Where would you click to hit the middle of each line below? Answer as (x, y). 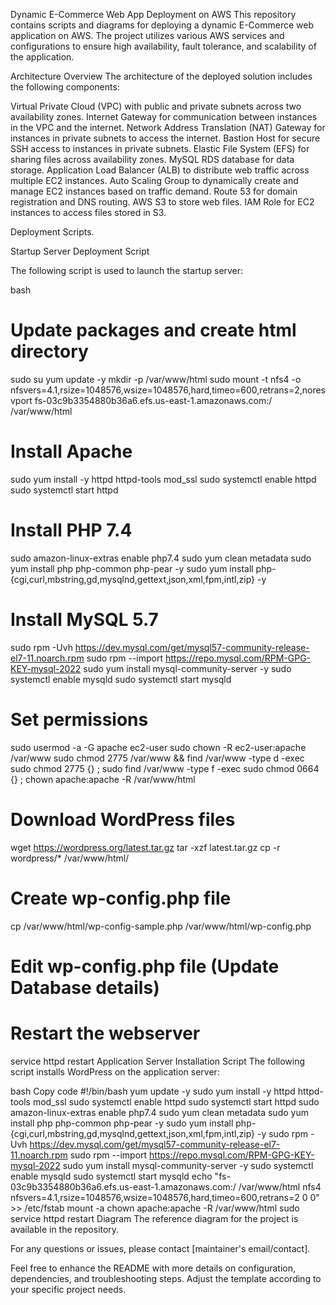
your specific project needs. (68, 1289)
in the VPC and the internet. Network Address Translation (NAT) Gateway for (168, 127)
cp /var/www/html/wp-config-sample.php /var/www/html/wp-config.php (161, 926)
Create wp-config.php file (121, 898)
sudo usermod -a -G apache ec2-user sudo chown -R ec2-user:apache (158, 747)
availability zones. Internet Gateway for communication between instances (164, 117)
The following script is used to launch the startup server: (127, 270)
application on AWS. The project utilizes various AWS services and (147, 35)
